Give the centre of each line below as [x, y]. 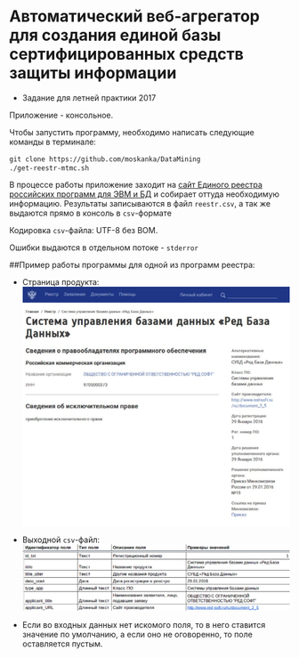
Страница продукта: [61, 281]
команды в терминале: [53, 142]
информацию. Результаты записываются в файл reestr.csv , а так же [140, 203]
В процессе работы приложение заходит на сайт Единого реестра [136, 184]
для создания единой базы [115, 35]
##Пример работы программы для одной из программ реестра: [132, 264]
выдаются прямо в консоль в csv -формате [90, 213]
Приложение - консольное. [61, 115]
